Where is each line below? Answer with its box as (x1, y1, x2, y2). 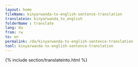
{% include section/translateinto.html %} (5, 57, 88, 63)
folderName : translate (5, 21, 54, 26)
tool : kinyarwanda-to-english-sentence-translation (5, 44, 113, 48)
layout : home (5, 7, 32, 12)
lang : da (5, 25, 23, 30)
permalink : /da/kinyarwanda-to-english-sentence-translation (5, 39, 134, 44)
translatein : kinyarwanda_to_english (5, 16, 83, 21)
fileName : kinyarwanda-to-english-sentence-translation (5, 12, 122, 17)
